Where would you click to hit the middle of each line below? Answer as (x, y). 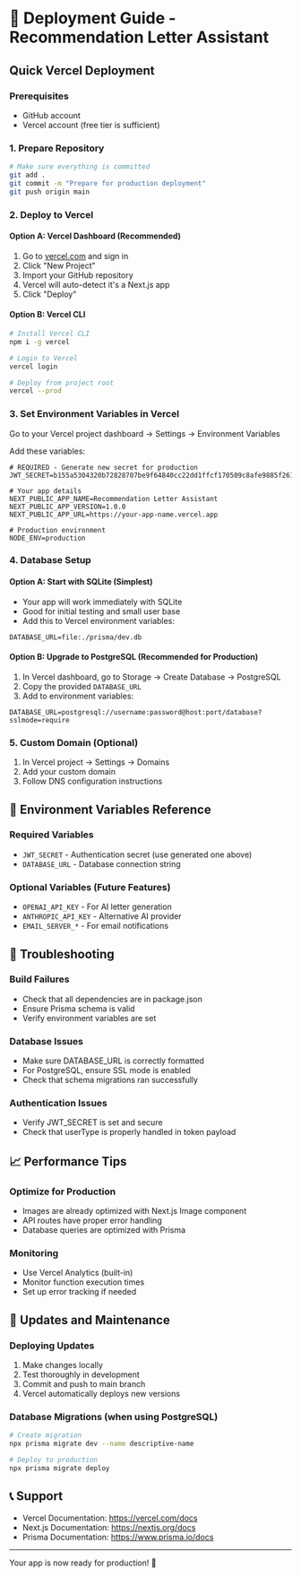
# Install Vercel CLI (50, 334)
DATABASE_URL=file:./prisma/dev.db (76, 637)
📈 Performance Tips (68, 1161)
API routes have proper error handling (92, 1221)
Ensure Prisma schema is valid (79, 1009)
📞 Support (36, 1496)
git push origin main (50, 192)
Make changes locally (62, 1365)
